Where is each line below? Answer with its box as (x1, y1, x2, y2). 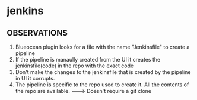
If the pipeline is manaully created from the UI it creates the (15, 56, 161, 63)
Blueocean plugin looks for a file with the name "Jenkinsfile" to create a (15, 43, 190, 50)
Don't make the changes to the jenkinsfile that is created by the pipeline (15, 69, 191, 75)
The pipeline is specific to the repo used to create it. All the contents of (15, 81, 189, 88)
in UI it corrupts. (15, 75, 55, 82)
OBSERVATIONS (7, 28, 68, 38)
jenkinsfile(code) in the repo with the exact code (15, 62, 134, 69)
